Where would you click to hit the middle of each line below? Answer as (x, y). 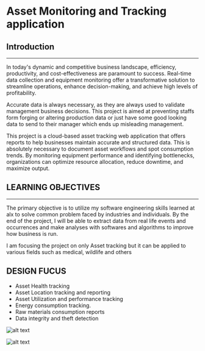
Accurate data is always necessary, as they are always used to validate (95, 105)
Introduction (31, 47)
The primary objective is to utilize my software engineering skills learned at (101, 208)
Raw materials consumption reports (60, 311)
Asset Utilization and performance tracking (69, 299)
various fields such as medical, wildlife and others (69, 252)
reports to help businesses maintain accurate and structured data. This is (98, 142)
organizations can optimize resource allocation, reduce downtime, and (95, 162)
